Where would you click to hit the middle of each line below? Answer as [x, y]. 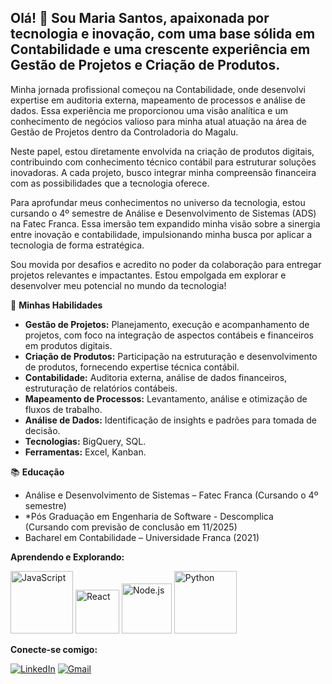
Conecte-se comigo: [54, 649]
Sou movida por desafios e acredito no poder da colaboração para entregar [166, 264]
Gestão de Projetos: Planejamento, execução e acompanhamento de [167, 324]
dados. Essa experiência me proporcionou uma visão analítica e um [149, 110]
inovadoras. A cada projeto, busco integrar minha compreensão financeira [163, 172]
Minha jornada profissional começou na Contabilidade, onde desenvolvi [158, 89]
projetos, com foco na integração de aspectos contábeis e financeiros [169, 335]
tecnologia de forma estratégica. [77, 245]
